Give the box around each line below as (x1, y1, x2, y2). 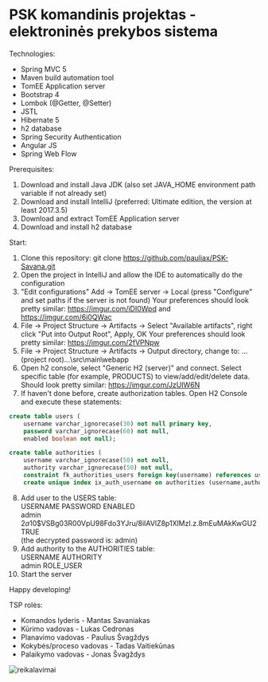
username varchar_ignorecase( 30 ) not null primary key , (23, 420, 213, 428)
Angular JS (20, 140, 58, 150)
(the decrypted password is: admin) (20, 535, 138, 545)
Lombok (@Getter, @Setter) (20, 98, 112, 108)
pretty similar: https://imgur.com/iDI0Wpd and (20, 304, 172, 313)
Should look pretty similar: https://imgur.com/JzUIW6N (20, 380, 200, 390)
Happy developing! (9, 584, 71, 594)
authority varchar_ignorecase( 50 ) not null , (23, 464, 173, 472)
